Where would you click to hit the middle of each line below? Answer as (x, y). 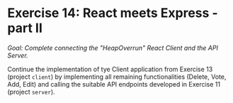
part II (25, 28)
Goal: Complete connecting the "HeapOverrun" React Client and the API (113, 48)
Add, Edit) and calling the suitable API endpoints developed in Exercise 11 (114, 84)
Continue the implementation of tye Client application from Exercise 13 (110, 69)
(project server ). (31, 92)
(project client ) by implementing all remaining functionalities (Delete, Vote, (117, 77)
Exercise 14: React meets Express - (113, 13)
